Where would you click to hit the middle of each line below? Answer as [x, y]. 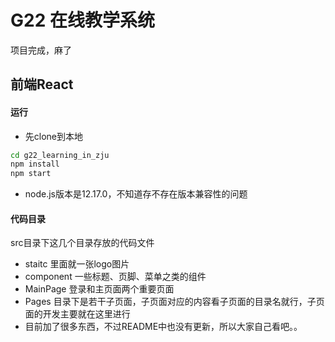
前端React [42, 84]
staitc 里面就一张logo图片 [77, 264]
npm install [35, 164]
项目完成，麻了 [41, 50]
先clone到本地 [54, 136]
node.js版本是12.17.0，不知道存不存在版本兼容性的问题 [136, 194]
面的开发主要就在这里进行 [77, 314]
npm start [31, 174]
